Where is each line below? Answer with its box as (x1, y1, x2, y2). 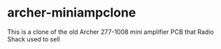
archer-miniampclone (7, 5, 136, 21)
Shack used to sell (7, 35, 61, 43)
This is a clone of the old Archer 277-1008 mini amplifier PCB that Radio (7, 28, 215, 36)
